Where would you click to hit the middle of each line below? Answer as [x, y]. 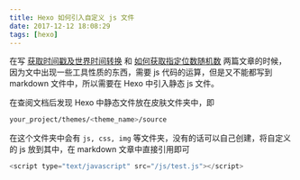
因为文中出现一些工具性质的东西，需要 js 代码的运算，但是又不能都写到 [141, 72]
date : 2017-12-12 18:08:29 [60, 26]
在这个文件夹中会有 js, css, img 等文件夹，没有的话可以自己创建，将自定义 [150, 138]
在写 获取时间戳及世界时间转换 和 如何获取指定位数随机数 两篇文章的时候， [148, 61]
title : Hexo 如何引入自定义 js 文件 [72, 18]
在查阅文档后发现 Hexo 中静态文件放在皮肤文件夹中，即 [112, 103]
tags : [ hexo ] [34, 34]
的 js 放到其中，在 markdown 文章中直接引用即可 [100, 149]
